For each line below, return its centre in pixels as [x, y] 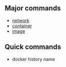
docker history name [34, 59]
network [21, 20]
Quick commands [33, 47]
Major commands [33, 8]
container [22, 26]
